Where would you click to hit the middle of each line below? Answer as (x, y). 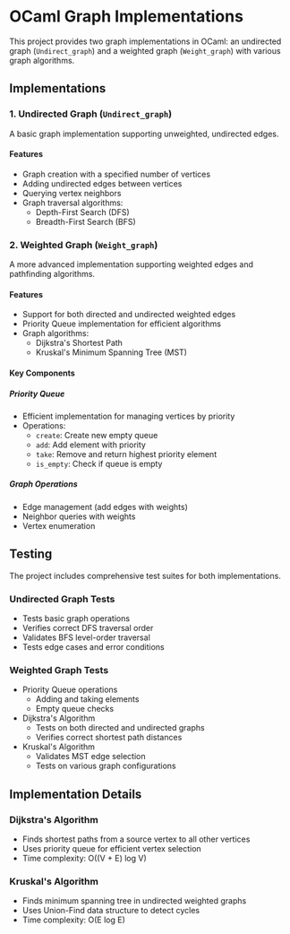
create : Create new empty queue (97, 435)
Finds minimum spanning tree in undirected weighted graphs (134, 901)
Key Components (43, 373)
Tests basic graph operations (76, 618)
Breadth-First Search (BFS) (85, 221)
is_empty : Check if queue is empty (99, 463)
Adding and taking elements (87, 699)
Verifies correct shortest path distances (109, 738)
